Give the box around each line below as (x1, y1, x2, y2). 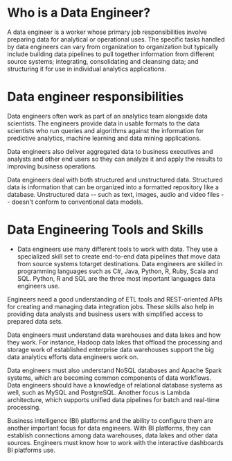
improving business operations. (7, 162, 97, 171)
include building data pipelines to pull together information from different (7, 50, 215, 58)
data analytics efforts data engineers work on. (7, 352, 139, 361)
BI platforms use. (7, 446, 56, 454)
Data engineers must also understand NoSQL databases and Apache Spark (7, 366, 222, 374)
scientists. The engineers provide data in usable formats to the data (7, 119, 200, 128)
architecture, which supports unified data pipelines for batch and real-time (7, 395, 220, 403)
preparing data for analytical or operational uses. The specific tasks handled (7, 35, 225, 43)
